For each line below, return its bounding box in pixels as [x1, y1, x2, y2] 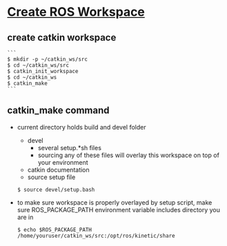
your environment [37, 158, 88, 166]
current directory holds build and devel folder [17, 123, 146, 131]
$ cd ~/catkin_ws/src [7, 62, 70, 69]
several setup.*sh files [37, 143, 102, 152]
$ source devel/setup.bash [17, 186, 95, 193]
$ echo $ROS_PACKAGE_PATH [17, 226, 92, 233]
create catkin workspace [7, 32, 117, 43]
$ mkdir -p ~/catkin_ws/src [7, 56, 88, 63]
